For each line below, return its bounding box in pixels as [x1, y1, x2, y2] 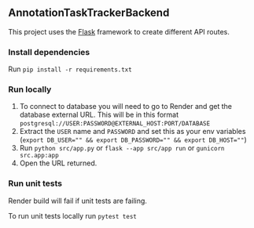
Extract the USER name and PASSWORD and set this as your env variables [19, 127, 246, 136]
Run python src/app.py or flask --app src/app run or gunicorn [19, 143, 226, 153]
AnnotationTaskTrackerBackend [8, 6, 170, 20]
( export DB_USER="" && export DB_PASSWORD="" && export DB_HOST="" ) [19, 135, 248, 144]
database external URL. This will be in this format [19, 110, 179, 120]
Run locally [8, 84, 52, 95]
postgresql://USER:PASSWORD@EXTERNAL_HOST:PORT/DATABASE [19, 120, 211, 128]
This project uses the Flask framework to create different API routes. [8, 27, 230, 36]
